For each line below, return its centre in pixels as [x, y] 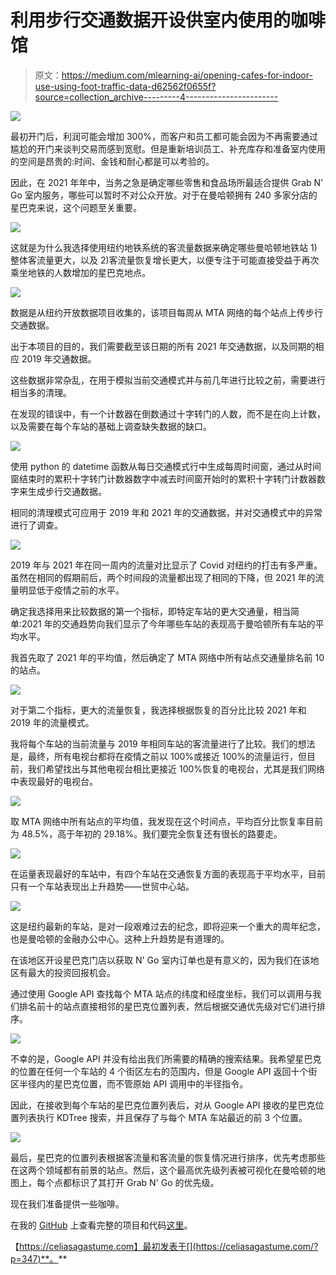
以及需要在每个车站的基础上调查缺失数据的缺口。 [111, 426]
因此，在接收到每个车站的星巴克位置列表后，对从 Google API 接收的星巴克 [163, 1105]
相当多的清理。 [41, 392]
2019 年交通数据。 [59, 358]
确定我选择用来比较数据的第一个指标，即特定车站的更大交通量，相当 [150, 611]
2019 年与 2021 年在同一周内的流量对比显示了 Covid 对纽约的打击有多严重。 [166, 565]
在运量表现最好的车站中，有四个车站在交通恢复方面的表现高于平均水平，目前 [168, 873]
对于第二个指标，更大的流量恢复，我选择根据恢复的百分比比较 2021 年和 [158, 710]
